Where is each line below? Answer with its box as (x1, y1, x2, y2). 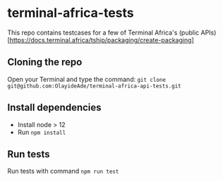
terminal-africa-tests (7, 5, 134, 21)
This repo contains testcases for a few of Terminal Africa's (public (7, 28, 200, 37)
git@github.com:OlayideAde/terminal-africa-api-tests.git (7, 83, 181, 90)
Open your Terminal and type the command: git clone (7, 75, 166, 83)
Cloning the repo (7, 56, 83, 68)
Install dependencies (7, 102, 102, 114)
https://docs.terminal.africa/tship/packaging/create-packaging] (9, 35, 194, 44)
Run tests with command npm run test (7, 167, 119, 176)
